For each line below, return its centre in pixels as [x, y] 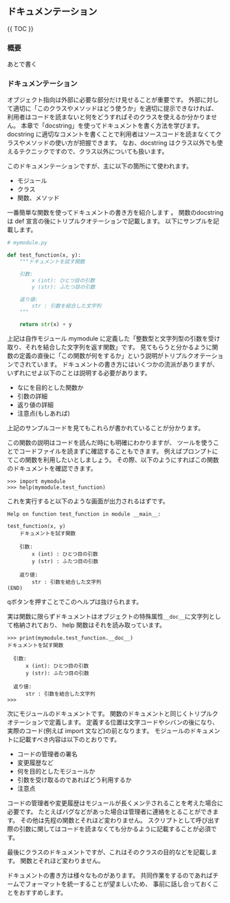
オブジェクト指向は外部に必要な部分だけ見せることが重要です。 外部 [104, 100]
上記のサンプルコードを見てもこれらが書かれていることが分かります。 [106, 428]
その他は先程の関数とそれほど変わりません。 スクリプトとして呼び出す [120, 820]
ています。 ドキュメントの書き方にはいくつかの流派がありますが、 [124, 364]
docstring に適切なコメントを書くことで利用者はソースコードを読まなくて [111, 134]
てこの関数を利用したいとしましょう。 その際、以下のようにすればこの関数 [113, 460]
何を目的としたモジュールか [56, 772]
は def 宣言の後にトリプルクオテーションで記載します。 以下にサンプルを [110, 221]
